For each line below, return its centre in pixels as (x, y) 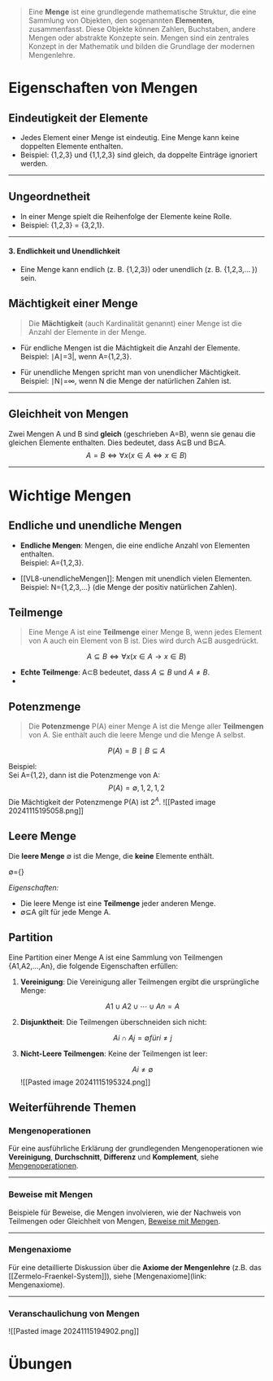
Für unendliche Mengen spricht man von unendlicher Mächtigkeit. (130, 372)
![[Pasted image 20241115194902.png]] (74, 1331)
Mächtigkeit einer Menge (73, 303)
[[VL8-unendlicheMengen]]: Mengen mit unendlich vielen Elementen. (136, 578)
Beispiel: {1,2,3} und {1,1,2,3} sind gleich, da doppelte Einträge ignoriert (139, 155)
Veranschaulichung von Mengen (74, 1313)
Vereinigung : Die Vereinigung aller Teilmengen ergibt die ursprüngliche (140, 982)
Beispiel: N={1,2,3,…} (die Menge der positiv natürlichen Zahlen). (128, 587)
